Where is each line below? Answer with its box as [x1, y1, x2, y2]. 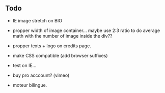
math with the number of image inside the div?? [12, 33, 113, 39]
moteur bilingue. [12, 82, 47, 88]
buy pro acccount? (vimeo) [12, 72, 70, 78]
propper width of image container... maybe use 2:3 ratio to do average [12, 27, 160, 34]
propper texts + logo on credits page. [12, 43, 92, 49]
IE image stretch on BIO [12, 17, 63, 23]
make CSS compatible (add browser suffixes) [12, 52, 108, 58]
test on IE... [12, 62, 37, 68]
